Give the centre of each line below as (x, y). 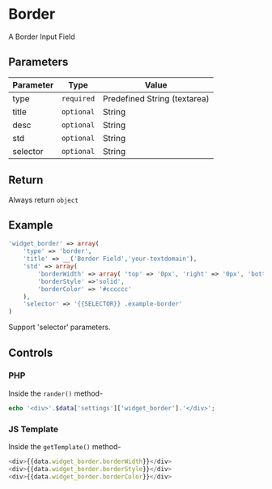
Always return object (44, 199)
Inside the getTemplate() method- (65, 446)
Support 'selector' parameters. (59, 327)
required (78, 99)
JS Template (34, 429)
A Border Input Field (42, 36)
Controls (31, 352)
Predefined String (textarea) (156, 98)
